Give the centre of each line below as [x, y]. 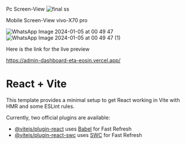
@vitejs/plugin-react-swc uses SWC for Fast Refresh [78, 135]
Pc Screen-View [25, 9]
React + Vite [37, 84]
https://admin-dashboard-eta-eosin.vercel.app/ [63, 60]
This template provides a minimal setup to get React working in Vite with [93, 100]
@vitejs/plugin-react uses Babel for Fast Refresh [73, 129]
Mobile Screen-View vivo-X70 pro [47, 20]
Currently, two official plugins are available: [58, 117]
